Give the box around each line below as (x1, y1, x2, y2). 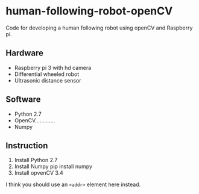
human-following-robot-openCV (5, 4, 173, 18)
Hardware (5, 48, 43, 58)
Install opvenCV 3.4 (14, 169, 64, 177)
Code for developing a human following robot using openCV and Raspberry (5, 24, 193, 31)
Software (5, 95, 41, 105)
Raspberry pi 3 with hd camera (14, 64, 92, 71)
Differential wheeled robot (14, 70, 80, 78)
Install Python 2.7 (14, 157, 58, 164)
